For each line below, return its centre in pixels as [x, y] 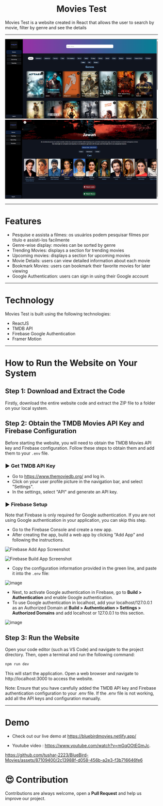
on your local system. [26, 408]
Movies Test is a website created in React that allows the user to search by [80, 22]
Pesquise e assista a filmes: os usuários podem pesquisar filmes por [81, 235]
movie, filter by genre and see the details [46, 27]
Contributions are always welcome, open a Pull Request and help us [73, 793]
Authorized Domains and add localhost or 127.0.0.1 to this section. [78, 613]
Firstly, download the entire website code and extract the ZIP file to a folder [80, 403]
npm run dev [17, 664]
